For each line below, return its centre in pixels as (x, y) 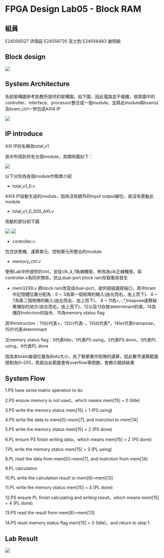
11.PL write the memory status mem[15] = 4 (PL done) (59, 488)
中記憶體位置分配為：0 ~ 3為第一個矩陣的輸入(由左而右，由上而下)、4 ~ (85, 294)
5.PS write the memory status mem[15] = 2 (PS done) (59, 430)
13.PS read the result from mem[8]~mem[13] (50, 513)
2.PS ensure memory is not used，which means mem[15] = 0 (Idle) (73, 401)
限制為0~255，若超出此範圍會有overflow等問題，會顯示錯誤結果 (70, 363)
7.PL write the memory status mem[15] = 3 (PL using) (59, 449)
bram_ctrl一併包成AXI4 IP (35, 109)
